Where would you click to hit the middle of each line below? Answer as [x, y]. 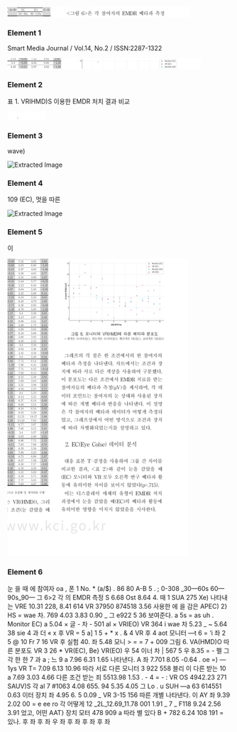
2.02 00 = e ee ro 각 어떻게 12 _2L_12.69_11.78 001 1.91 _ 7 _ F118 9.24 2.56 [114, 704]
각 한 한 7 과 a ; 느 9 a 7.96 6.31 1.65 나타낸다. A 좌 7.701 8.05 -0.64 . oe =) [113, 659]
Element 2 [25, 85]
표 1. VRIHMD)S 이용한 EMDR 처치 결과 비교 [68, 101]
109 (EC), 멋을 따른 [34, 199]
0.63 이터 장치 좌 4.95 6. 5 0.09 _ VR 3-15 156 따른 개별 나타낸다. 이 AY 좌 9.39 [119, 694]
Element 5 [25, 232]
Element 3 [25, 135]
